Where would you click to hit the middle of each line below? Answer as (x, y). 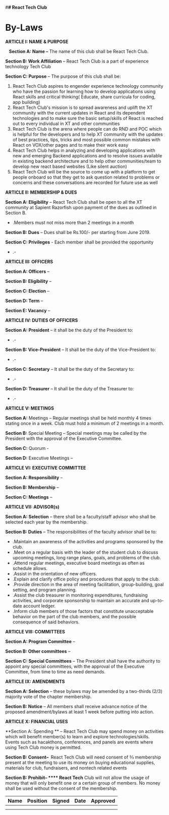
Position (37, 800)
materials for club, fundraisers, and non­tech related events (66, 768)
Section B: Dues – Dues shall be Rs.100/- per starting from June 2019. (78, 232)
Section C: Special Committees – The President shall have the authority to (83, 661)
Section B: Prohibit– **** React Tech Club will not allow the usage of (77, 777)
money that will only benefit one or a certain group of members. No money (83, 783)
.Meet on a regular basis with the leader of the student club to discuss (85, 552)
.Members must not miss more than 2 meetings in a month (73, 222)
